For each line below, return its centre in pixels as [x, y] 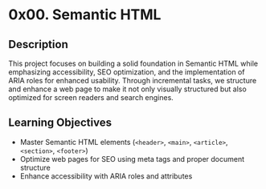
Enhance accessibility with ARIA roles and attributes [106, 176]
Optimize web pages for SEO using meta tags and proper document [132, 159]
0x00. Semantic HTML [85, 15]
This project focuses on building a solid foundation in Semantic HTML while [133, 63]
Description [38, 44]
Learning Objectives [60, 123]
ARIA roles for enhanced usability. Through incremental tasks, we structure [133, 80]
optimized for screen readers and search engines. [91, 97]
